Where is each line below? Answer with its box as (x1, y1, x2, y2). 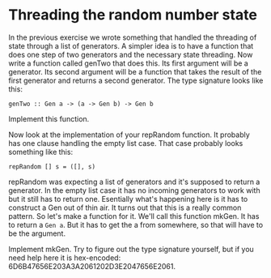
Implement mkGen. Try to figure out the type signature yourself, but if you (8, 244, 255, 254)
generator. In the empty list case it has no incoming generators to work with (8, 185, 260, 195)
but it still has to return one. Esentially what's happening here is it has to (8, 194, 248, 203)
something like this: (8, 147, 74, 156)
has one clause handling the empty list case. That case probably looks (8, 138, 243, 148)
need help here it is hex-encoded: (8, 253, 121, 263)
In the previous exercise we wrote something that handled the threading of (8, 32, 257, 42)
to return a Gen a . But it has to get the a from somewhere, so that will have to (8, 220, 264, 229)
